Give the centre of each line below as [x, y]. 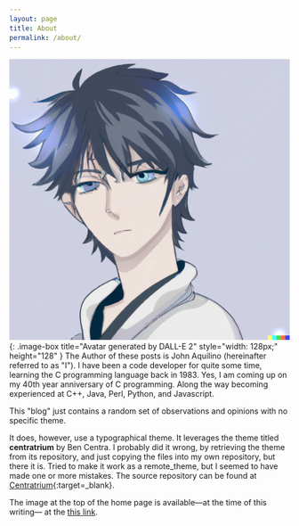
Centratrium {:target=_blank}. [62, 485]
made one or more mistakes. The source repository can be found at [133, 476]
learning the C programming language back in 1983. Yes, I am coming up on [148, 375]
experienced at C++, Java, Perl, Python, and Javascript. [112, 394]
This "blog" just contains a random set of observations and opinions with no [149, 411]
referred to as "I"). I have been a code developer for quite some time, [136, 366]
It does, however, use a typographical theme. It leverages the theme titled [144, 438]
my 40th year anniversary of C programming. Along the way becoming [139, 384]
